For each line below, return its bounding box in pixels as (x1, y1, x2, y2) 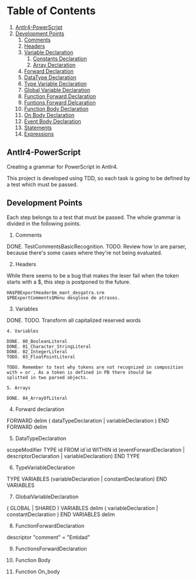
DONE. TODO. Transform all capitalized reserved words (6, 316, 141, 324)
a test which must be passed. (6, 181, 78, 188)
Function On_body (15, 568, 61, 575)
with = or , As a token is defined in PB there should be (6, 369, 152, 376)
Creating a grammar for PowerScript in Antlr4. (6, 163, 118, 170)
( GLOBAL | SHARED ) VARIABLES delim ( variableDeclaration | (6, 504, 158, 511)
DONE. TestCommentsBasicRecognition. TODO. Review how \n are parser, (6, 243, 187, 250)
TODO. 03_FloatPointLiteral (6, 354, 76, 360)
